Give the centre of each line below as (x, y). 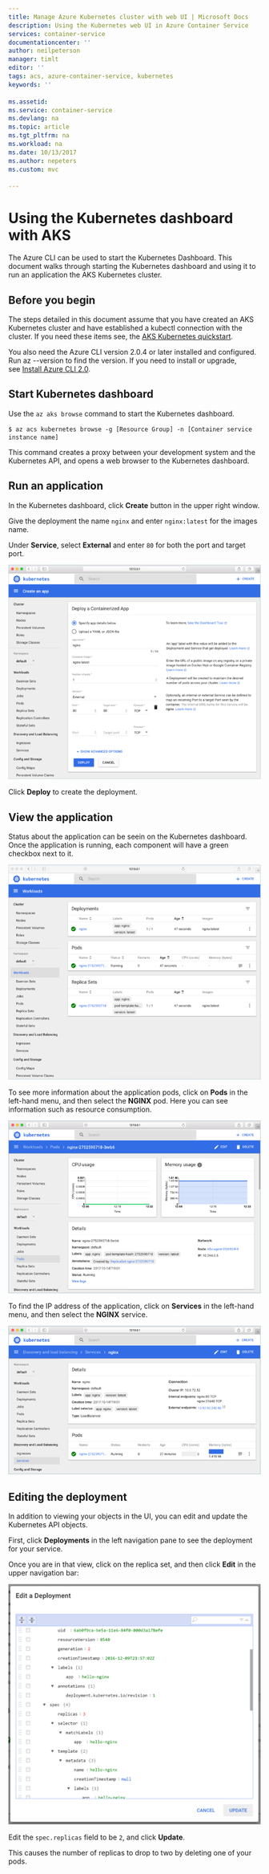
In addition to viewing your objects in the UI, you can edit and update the (128, 1516)
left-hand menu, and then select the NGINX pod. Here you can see (118, 1100)
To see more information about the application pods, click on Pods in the (128, 1092)
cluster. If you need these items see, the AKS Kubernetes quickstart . (121, 336)
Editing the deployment (68, 1497)
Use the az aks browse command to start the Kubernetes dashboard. (121, 413)
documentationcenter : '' (50, 43)
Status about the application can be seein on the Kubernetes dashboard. (128, 837)
